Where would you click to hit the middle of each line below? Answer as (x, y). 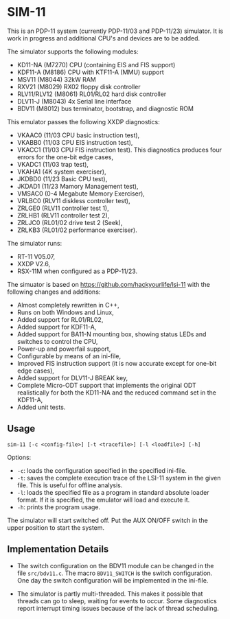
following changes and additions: (54, 292)
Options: (19, 457)
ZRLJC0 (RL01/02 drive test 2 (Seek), (70, 222)
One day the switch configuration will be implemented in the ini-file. (113, 580)
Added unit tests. (41, 407)
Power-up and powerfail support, (64, 349)
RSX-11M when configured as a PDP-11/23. (77, 271)
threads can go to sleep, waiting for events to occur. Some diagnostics (117, 600)
